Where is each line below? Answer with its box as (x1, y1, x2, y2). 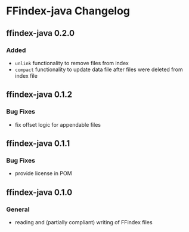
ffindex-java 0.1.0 (6, 187, 73, 197)
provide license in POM (14, 170, 73, 177)
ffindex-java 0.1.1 (6, 138, 70, 148)
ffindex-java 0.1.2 (6, 90, 73, 100)
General (6, 205, 30, 213)
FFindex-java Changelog (6, 4, 130, 18)
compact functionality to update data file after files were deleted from (14, 66, 183, 73)
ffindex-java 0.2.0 (6, 28, 75, 38)
